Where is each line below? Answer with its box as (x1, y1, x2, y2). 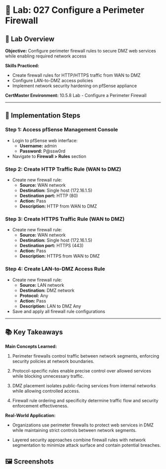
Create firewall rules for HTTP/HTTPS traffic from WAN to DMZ (12, 72, 141, 78)
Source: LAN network (19, 282, 64, 288)
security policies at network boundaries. (12, 359, 95, 365)
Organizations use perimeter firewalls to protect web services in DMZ (12, 422, 154, 428)
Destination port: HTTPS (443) (19, 243, 84, 249)
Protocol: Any (19, 292, 48, 299)
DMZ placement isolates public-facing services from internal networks (12, 383, 156, 389)
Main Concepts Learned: (5, 344, 57, 350)
